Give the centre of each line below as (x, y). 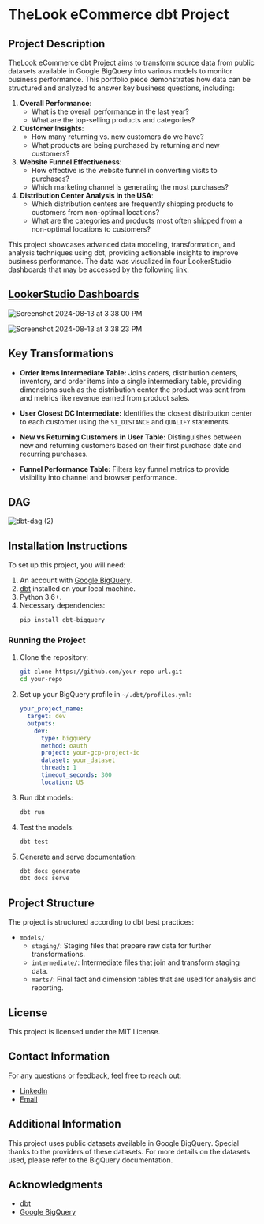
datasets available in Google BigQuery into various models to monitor (120, 71)
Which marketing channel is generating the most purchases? (130, 187)
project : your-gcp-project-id (90, 753)
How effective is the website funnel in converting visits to (125, 170)
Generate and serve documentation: (78, 857)
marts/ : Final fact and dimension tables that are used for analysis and (143, 979)
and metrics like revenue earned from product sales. (105, 397)
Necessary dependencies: (62, 605)
